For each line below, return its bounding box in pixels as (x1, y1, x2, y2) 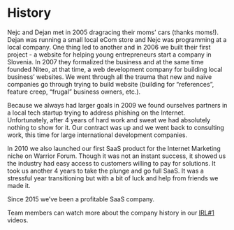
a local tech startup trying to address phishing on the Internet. (7, 108, 186, 117)
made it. (7, 181, 31, 189)
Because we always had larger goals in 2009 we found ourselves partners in (7, 101, 228, 109)
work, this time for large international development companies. (7, 131, 187, 139)
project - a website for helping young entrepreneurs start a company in (7, 50, 212, 59)
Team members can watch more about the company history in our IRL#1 (7, 208, 214, 217)
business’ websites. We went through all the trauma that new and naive (7, 72, 212, 81)
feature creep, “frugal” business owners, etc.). (7, 87, 141, 96)
